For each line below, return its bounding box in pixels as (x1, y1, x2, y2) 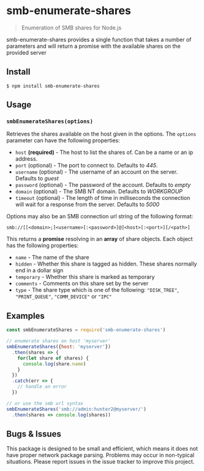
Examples (6, 310, 45, 321)
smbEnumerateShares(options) (6, 118, 94, 125)
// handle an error (17, 384, 67, 390)
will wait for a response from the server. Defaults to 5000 (15, 201, 160, 209)
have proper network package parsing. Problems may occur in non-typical (6, 451, 195, 459)
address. (15, 155, 38, 163)
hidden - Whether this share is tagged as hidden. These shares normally (15, 260, 197, 267)
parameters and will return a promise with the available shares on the (6, 42, 181, 50)
